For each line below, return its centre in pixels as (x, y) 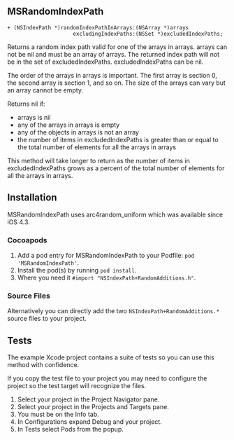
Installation (32, 198)
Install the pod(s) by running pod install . (77, 270)
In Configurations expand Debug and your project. (89, 422)
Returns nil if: (26, 104)
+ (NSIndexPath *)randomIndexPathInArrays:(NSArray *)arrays (98, 27)
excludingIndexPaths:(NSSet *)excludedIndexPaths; (148, 34)
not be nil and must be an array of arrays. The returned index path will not (114, 54)
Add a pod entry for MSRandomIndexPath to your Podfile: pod (105, 255)
